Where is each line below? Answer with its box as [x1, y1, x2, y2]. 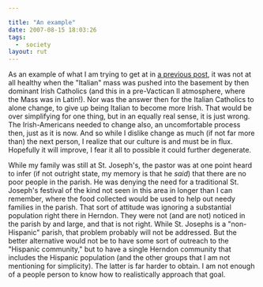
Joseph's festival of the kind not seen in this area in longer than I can [8, 186, 233, 195]
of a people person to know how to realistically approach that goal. [8, 270, 226, 279]
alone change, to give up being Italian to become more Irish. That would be [8, 104, 253, 113]
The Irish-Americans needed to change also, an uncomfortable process [8, 120, 241, 130]
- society [15, 40, 51, 48]
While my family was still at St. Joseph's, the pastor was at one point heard [8, 160, 253, 170]
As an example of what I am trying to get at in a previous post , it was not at [8, 70, 251, 79]
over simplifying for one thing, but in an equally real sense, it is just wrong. [8, 111, 250, 121]
